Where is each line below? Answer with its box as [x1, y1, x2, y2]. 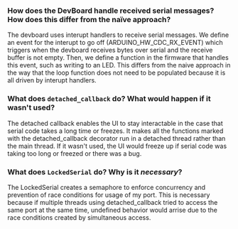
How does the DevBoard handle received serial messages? [7, 6, 215, 16]
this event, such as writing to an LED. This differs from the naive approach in [7, 61, 231, 70]
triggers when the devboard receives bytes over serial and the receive [7, 46, 213, 55]
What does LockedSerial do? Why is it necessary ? [7, 166, 183, 176]
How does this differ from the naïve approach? [7, 14, 171, 24]
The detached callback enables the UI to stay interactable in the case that [7, 119, 223, 127]
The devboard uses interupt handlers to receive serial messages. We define [7, 31, 229, 39]
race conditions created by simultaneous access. [7, 213, 151, 222]
